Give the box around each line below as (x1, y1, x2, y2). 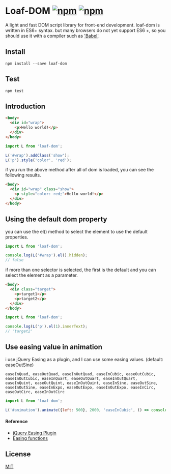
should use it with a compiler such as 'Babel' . (5, 33, 100, 39)
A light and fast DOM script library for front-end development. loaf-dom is (5, 22, 160, 28)
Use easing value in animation (5, 343, 103, 351)
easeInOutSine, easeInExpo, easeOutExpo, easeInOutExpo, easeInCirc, (5, 384, 156, 390)
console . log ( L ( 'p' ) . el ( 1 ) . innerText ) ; (5, 324, 88, 329)
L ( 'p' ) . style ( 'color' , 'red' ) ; (5, 158, 72, 163)
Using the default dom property (5, 215, 107, 224)
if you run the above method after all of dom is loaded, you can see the (5, 167, 154, 173)
